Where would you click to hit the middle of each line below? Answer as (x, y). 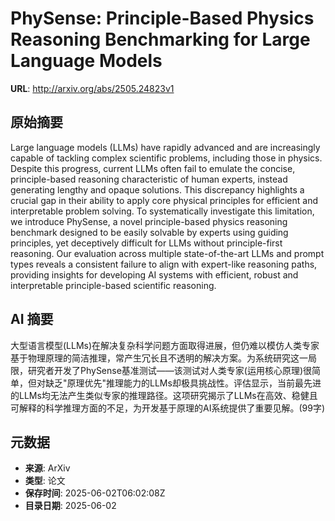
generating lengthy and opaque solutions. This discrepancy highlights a (157, 189)
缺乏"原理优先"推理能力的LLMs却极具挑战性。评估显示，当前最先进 (183, 383)
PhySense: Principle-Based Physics (162, 18)
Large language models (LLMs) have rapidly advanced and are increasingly (165, 147)
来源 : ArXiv (47, 468)
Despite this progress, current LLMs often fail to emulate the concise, (153, 168)
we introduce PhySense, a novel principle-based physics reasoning (149, 221)
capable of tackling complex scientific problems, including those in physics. (166, 158)
